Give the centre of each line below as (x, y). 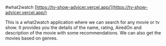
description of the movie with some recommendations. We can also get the (83, 33)
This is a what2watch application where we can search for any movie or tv (82, 22)
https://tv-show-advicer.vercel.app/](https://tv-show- (92, 7)
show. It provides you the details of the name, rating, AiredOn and (73, 27)
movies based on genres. (32, 38)
